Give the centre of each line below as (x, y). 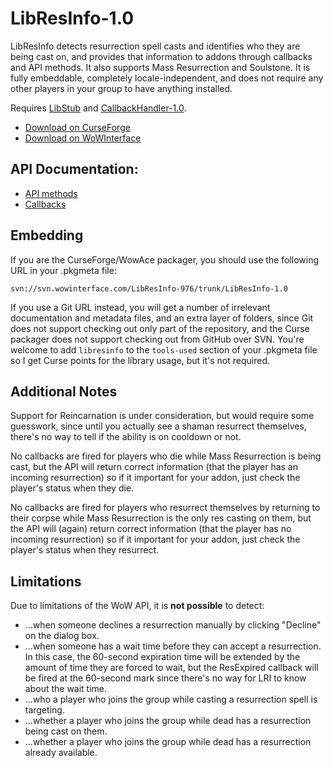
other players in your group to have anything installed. (121, 88)
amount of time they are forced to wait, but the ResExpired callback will (171, 668)
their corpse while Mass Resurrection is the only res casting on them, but (161, 518)
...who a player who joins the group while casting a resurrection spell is (171, 699)
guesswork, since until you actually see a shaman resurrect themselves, (158, 426)
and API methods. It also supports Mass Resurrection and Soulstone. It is (160, 67)
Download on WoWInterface (83, 138)
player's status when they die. (72, 488)
